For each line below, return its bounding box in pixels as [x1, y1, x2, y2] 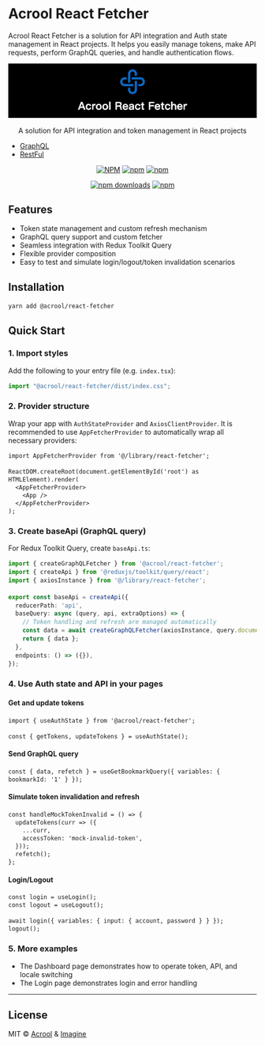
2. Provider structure [8, 401, 90, 412]
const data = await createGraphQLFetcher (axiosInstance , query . [22, 626, 238, 635]
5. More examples [8, 943, 78, 954]
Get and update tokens [8, 698, 84, 708]
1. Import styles [8, 348, 69, 359]
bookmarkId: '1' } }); [8, 776, 83, 784]
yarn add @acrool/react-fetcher [8, 302, 114, 311]
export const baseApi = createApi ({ [8, 593, 129, 601]
